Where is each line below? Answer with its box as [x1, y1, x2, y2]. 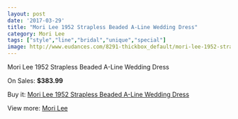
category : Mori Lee [7, 30, 65, 38]
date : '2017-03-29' [7, 17, 65, 24]
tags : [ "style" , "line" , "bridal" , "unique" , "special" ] [7, 37, 166, 44]
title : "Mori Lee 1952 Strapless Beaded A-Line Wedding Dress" [7, 23, 198, 30]
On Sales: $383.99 [7, 76, 64, 85]
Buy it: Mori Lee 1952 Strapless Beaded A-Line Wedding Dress [7, 90, 190, 98]
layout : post [7, 10, 46, 18]
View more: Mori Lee [7, 104, 69, 112]
